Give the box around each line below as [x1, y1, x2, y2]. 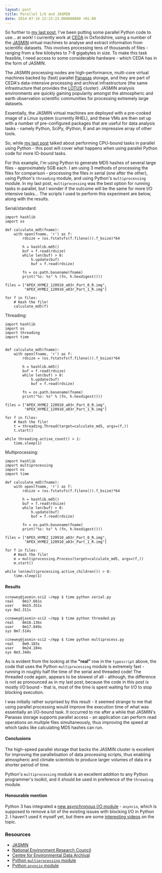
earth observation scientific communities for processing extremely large [5, 96, 149, 101]
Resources [5, 831, 31, 838]
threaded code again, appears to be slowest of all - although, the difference [5, 673, 156, 680]
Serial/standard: [5, 205, 37, 211]
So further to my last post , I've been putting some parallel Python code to [5, 30, 151, 35]
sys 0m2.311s [5, 607, 31, 612]
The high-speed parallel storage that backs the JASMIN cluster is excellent [5, 746, 154, 752]
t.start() [14, 428, 34, 433]
